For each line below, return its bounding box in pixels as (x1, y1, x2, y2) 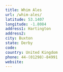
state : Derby (5, 41, 33, 46)
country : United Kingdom (5, 50, 58, 55)
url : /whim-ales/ (5, 12, 42, 17)
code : (5, 45, 17, 50)
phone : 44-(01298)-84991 (5, 54, 58, 60)
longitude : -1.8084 (5, 21, 47, 27)
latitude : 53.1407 (5, 17, 44, 22)
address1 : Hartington (5, 26, 51, 31)
